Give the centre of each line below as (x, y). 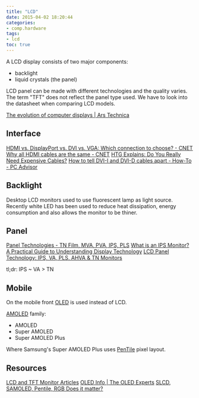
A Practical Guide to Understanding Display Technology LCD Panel (88, 251)
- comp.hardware (26, 28)
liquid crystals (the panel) (46, 79)
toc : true (18, 45)
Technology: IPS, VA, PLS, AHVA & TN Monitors (64, 258)
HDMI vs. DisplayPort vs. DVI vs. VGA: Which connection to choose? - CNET (99, 148)
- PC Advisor (22, 167)
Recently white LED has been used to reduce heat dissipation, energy (91, 206)
